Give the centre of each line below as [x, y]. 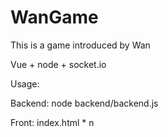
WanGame [54, 17]
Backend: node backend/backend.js [84, 103]
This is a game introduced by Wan [80, 45]
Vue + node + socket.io [58, 64]
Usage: [25, 83]
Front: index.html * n [52, 122]
